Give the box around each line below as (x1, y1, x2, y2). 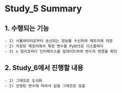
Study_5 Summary (4, 3, 82, 14)
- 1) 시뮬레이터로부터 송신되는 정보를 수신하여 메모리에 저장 (4, 38, 113, 43)
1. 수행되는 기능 (4, 24, 49, 32)
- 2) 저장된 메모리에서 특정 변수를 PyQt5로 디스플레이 (4, 44, 103, 49)
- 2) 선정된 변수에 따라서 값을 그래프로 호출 (4, 83, 85, 89)
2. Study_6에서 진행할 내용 (4, 64, 83, 72)
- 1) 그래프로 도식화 (4, 78, 42, 83)
